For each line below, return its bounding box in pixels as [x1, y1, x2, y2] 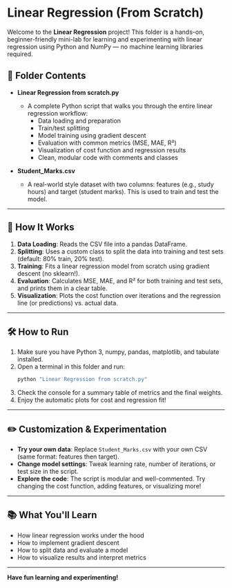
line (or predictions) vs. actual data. [17, 299, 119, 307]
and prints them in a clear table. [17, 284, 108, 292]
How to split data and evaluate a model [17, 546, 128, 554]
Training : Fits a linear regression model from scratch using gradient [17, 262, 210, 270]
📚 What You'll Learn [7, 509, 97, 521]
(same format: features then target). [17, 452, 119, 461]
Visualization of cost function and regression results [37, 145, 186, 154]
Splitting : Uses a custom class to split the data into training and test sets [17, 247, 224, 256]
